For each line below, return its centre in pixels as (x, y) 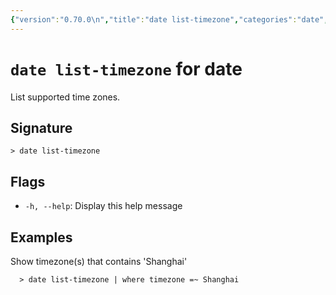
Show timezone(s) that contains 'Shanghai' (99, 261)
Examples (41, 237)
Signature (41, 127)
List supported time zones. (65, 97)
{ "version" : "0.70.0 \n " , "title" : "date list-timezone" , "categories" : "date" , (169, 19)
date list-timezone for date (126, 68)
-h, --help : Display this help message (103, 206)
